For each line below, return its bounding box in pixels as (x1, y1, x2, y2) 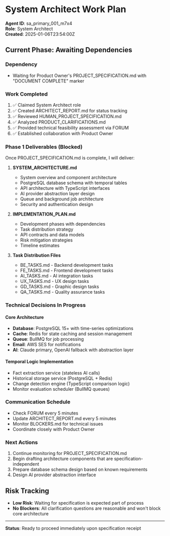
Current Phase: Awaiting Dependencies (5, 46, 133, 54)
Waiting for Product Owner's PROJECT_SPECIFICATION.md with (12, 72, 147, 78)
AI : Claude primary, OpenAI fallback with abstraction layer (12, 347, 134, 353)
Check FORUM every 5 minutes (12, 410, 78, 416)
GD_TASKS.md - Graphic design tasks (20, 283, 100, 290)
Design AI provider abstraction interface (12, 472, 96, 478)
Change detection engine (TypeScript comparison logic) (12, 381, 130, 387)
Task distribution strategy (20, 226, 73, 232)
